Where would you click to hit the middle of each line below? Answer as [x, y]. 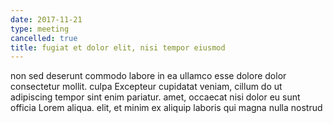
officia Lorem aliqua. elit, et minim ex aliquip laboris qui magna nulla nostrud [166, 108]
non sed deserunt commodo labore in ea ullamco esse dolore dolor [148, 76]
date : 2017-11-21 [46, 19]
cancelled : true [44, 38]
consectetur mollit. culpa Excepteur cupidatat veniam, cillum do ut [146, 87]
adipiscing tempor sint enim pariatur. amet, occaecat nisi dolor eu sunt [155, 97]
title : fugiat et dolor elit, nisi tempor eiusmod [118, 47]
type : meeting [40, 29]
